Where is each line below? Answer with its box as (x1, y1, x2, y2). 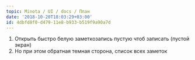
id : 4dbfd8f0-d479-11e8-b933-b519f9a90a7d (6, 19, 111, 25)
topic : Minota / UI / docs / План (6, 8, 90, 15)
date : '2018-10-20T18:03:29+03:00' (6, 14, 93, 20)
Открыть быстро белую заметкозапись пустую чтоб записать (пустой (14, 36, 190, 43)
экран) (14, 41, 32, 48)
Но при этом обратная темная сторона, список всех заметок (14, 48, 168, 55)
